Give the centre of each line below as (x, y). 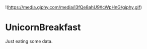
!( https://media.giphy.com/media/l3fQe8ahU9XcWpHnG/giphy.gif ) (74, 7)
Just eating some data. (29, 41)
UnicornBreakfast (43, 27)
